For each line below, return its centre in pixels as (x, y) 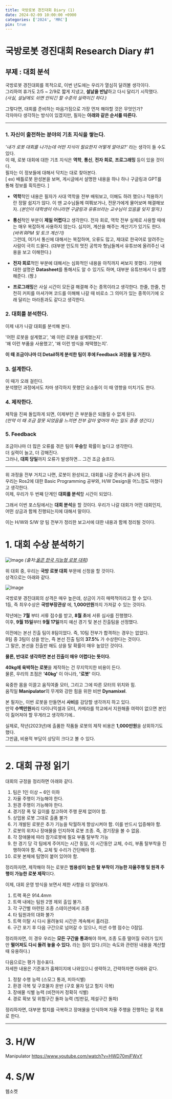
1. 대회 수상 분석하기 (45, 545)
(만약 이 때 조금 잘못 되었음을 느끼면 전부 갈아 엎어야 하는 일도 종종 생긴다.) (80, 421)
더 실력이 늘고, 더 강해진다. (32, 453)
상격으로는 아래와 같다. (28, 577)
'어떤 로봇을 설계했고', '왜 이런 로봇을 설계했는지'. (54, 337)
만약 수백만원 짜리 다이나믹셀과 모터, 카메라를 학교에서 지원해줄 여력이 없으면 (81, 708)
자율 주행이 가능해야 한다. (38, 798)
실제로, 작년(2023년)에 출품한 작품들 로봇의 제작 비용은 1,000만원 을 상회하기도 (84, 725)
